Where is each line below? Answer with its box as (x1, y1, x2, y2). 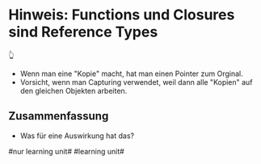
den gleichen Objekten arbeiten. (19, 86, 128, 95)
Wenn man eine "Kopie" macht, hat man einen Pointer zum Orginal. (19, 69, 244, 78)
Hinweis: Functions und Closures (8, 6, 235, 24)
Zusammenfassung (8, 109, 109, 123)
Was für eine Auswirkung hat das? (19, 131, 135, 141)
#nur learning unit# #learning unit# (8, 146, 125, 156)
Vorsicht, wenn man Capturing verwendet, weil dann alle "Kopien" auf (19, 77, 253, 86)
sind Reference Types (8, 23, 158, 41)
